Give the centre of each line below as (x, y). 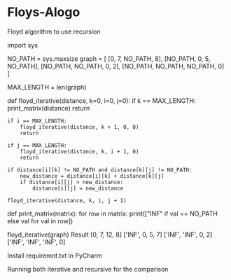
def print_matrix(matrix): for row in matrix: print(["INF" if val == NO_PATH (113, 213)
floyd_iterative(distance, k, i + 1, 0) (79, 151)
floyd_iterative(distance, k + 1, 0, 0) (79, 127)
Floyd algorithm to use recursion (54, 31)
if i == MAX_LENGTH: (37, 121)
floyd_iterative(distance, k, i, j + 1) (67, 200)
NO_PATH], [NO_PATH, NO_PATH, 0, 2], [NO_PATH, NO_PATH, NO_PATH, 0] (116, 66)
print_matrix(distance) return (49, 108)
